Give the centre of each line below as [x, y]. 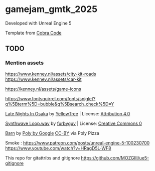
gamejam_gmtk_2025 [51, 9]
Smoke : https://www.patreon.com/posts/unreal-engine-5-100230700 [77, 143]
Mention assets [25, 63]
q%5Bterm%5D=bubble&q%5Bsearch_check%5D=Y [60, 104]
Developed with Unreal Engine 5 [38, 23]
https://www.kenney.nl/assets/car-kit [43, 79]
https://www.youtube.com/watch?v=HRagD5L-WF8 [58, 148]
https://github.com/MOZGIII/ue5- [115, 158]
